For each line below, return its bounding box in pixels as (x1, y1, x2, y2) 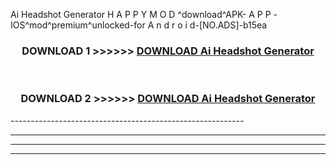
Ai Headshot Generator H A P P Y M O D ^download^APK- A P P (10, 9, 272, 20)
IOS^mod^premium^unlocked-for (10, 19, 146, 31)
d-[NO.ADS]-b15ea (189, 19, 268, 31)
